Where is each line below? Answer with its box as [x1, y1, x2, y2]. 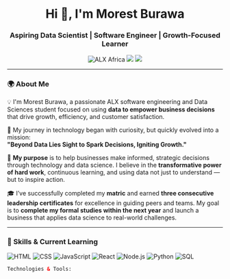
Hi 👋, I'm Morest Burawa [45, 6, 185, 22]
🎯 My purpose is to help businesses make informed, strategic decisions [7, 153, 210, 161]
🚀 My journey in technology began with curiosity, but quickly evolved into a [7, 126, 219, 134]
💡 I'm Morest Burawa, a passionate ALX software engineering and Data [7, 97, 208, 105]
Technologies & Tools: [7, 266, 72, 273]
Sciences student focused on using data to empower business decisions [7, 105, 216, 114]
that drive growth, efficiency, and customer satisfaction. [7, 112, 165, 120]
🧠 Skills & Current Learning [7, 237, 98, 246]
